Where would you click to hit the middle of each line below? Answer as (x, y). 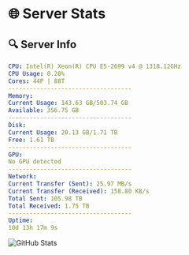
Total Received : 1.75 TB (49, 206)
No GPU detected (35, 162)
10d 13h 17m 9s (33, 228)
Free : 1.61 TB (31, 140)
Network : (22, 177)
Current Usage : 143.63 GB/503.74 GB (68, 103)
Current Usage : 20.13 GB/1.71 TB (63, 132)
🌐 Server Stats (57, 14)
